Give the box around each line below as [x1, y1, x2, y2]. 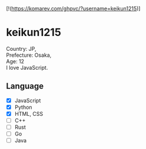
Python [14, 103, 32, 111]
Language [6, 81, 44, 91]
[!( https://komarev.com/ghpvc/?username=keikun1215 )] [6, 5, 141, 12]
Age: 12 [6, 57, 25, 64]
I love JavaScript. [6, 64, 48, 71]
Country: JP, [6, 45, 36, 52]
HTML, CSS [14, 110, 43, 117]
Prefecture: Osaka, [6, 51, 52, 59]
